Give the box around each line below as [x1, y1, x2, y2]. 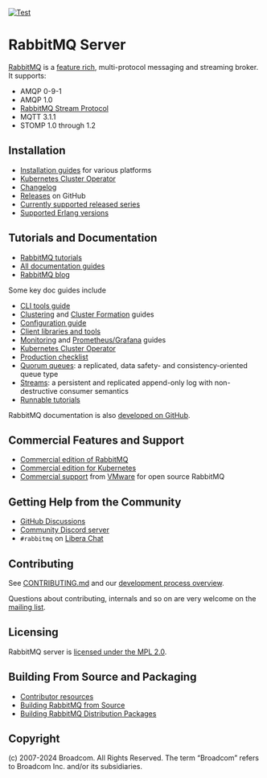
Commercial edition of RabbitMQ [19, 455, 129, 465]
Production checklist [19, 352, 88, 362]
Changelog [19, 182, 57, 192]
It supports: [8, 71, 47, 80]
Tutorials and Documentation [8, 231, 158, 245]
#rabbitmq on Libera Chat [19, 534, 104, 543]
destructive [19, 386, 58, 395]
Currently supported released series [19, 199, 141, 209]
